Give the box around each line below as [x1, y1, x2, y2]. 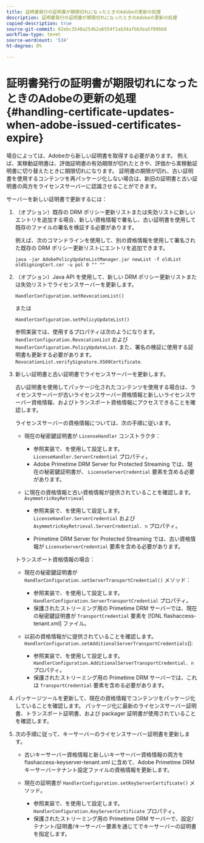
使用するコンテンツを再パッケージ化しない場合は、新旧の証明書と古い [16, 174, 192, 182]
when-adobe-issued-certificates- [6, 118, 182, 132]
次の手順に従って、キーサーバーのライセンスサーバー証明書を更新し [15, 730, 185, 737]
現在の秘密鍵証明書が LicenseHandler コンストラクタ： [24, 432, 161, 439]
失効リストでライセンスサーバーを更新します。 [20, 281, 137, 288]
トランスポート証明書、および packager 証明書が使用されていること [25, 709, 196, 717]
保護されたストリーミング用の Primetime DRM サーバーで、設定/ [33, 815, 194, 822]
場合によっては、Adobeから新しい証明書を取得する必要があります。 [6, 152, 176, 159]
